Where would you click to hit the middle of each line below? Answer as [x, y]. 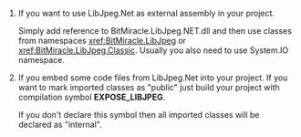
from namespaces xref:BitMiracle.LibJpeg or [102, 41]
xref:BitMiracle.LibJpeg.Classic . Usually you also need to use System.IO [153, 50]
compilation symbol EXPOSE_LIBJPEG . [92, 97]
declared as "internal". [60, 124]
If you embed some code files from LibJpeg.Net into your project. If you [153, 78]
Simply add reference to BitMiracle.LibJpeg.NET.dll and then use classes [155, 31]
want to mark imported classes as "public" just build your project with [149, 87]
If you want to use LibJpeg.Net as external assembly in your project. [146, 13]
